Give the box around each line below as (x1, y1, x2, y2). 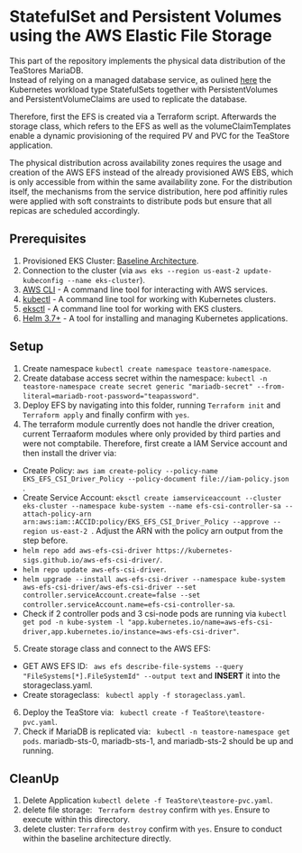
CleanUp (9, 771, 59, 786)
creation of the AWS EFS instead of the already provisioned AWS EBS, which (9, 167, 294, 178)
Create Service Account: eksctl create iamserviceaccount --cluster (22, 491, 282, 502)
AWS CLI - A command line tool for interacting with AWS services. (22, 284, 269, 295)
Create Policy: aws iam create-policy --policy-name (22, 464, 218, 475)
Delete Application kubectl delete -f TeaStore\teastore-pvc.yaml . (22, 795, 273, 806)
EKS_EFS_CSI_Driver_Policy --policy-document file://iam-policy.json (22, 474, 290, 483)
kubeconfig (22, 276, 64, 285)
